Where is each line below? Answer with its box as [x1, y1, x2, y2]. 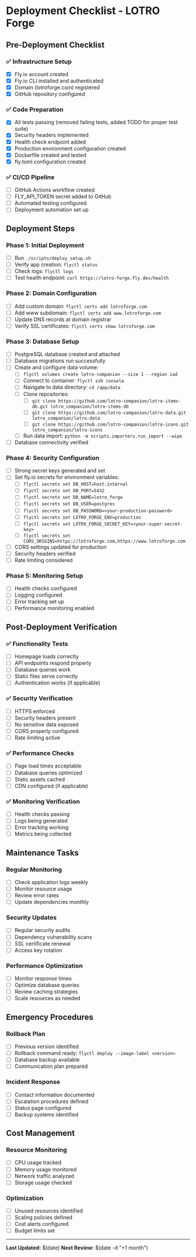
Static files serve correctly [14, 673, 78, 680]
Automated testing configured [14, 200, 87, 207]
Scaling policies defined [14, 1214, 73, 1221]
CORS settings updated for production [14, 543, 107, 550]
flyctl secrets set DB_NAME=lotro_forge [23, 495, 123, 501]
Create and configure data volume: [14, 364, 99, 371]
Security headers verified [14, 550, 76, 557]
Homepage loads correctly [14, 653, 79, 660]
